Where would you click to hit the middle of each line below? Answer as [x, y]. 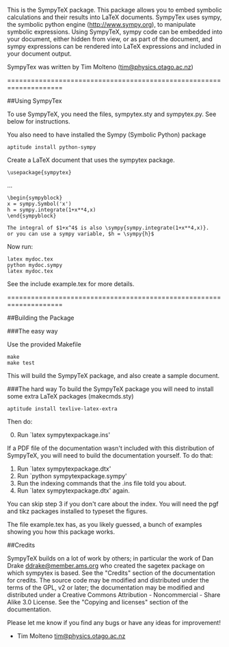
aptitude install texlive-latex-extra [62, 409]
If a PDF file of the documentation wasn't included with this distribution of [111, 448]
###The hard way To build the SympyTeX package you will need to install [110, 389]
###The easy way [32, 331]
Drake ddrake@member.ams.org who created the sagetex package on [106, 566]
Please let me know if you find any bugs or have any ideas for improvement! [114, 623]
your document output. [39, 54]
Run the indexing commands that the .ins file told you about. [102, 483]
